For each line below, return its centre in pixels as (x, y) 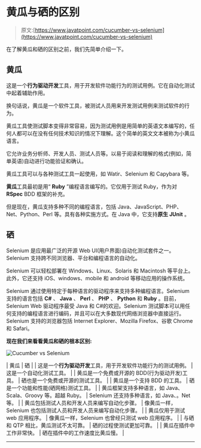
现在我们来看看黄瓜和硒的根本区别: (49, 341)
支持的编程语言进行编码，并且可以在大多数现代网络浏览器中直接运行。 (98, 313)
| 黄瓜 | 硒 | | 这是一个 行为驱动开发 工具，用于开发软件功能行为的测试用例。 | (100, 365)
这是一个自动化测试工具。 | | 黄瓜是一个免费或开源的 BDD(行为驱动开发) (94, 373)
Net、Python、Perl (29, 214)
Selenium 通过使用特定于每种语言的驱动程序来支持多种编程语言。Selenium (98, 290)
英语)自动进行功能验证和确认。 (49, 161)
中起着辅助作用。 (27, 93)
